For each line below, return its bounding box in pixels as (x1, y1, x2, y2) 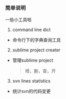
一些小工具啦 (5, 16, 31, 23)
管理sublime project (12, 57, 53, 63)
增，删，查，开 (24, 68, 56, 74)
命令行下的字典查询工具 (12, 37, 61, 43)
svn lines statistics (12, 78, 51, 84)
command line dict (12, 26, 51, 33)
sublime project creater (12, 47, 61, 53)
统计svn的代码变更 (12, 88, 51, 94)
